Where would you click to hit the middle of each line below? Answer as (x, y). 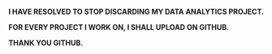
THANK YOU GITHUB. (46, 43)
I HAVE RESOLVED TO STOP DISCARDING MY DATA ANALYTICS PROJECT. (136, 12)
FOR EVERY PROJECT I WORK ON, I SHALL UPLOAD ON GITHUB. (119, 27)
